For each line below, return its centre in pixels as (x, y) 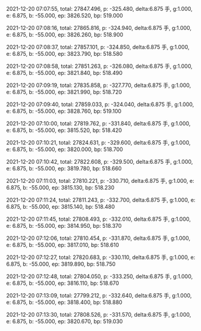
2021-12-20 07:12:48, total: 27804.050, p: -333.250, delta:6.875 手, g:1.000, (100, 276)
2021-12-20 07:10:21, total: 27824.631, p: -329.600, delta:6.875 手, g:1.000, (98, 142)
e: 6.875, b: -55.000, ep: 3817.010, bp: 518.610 (63, 245)
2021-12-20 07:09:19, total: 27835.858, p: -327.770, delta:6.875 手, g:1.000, (99, 85)
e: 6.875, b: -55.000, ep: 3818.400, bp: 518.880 (64, 302)
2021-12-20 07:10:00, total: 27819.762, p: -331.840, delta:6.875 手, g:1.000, (98, 124)
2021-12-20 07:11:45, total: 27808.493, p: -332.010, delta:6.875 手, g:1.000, (98, 219)
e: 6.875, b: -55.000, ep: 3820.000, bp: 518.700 (64, 149)
